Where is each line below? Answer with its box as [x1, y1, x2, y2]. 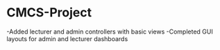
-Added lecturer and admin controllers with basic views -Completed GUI [6, 27, 213, 36]
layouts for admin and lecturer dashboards [6, 34, 128, 42]
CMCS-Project [6, 5, 92, 21]
